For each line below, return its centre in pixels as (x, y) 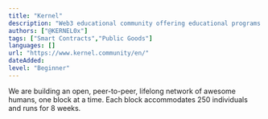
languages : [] (32, 46)
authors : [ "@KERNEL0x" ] (48, 31)
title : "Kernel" (35, 16)
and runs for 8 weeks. (45, 108)
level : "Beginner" (39, 68)
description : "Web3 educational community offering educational (118, 23)
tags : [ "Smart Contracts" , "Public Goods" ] (80, 38)
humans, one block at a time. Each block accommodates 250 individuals (128, 99)
